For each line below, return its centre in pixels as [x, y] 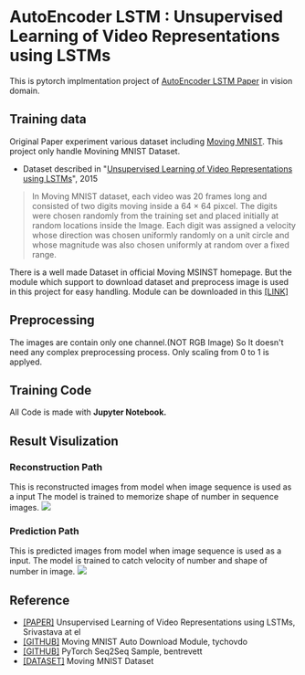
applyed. [26, 362]
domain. [25, 90]
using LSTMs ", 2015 [60, 178]
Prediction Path [44, 531]
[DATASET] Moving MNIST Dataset [88, 661]
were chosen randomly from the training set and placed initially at [155, 216]
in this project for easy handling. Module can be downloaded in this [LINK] [149, 291]
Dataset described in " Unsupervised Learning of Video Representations [158, 169]
